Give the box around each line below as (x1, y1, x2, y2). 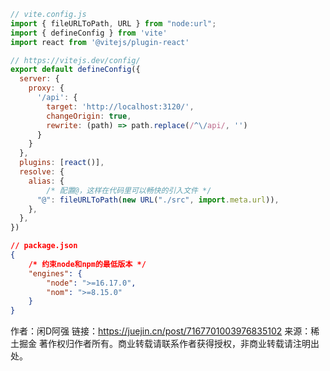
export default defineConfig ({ (10, 65, 141, 75)
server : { (19, 74, 60, 84)
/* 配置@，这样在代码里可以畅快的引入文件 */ (46, 185, 212, 195)
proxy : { (28, 83, 65, 94)
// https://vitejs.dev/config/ (10, 55, 141, 65)
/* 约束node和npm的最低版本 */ (28, 259, 147, 269)
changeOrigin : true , (46, 111, 132, 121)
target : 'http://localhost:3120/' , (46, 101, 195, 112)
